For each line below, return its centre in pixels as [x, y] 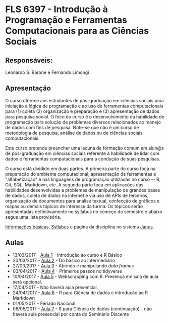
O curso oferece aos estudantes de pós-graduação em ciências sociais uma [84, 100]
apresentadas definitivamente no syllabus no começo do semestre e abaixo [84, 212]
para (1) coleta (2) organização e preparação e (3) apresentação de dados [82, 111]
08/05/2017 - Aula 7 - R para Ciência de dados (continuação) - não [82, 309]
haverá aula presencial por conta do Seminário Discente [71, 314]
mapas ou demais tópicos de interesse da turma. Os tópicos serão [74, 206]
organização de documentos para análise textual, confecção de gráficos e [82, 200]
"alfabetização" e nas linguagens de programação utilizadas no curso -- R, [83, 179]
